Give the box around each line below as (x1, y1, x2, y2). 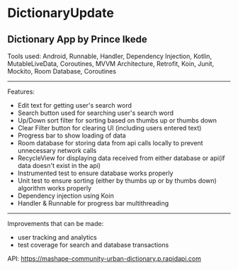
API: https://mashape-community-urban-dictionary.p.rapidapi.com (7, 254, 202, 263)
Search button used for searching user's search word (17, 108, 174, 117)
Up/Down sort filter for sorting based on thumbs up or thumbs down (17, 116, 217, 125)
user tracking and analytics (17, 233, 97, 242)
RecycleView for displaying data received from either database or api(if (17, 154, 225, 162)
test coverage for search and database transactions (17, 241, 169, 249)
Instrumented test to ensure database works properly (17, 169, 174, 177)
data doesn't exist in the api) (17, 162, 101, 169)
